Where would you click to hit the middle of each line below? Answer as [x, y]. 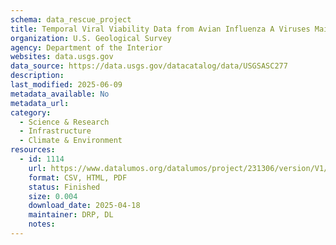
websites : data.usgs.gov [62, 57]
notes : [42, 224]
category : [31, 112]
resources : [33, 150]
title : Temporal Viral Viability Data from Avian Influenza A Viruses [160, 29]
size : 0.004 [53, 196]
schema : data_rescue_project [71, 19]
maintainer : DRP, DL [71, 215]
